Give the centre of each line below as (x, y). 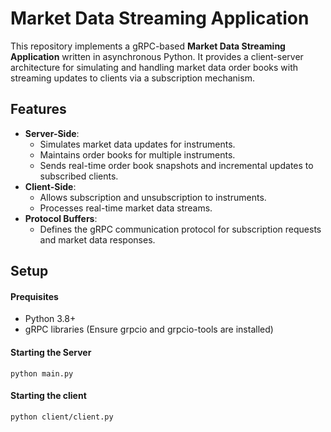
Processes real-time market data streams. (126, 208)
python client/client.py (62, 417)
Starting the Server (51, 352)
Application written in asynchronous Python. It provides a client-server (157, 56)
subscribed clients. (79, 176)
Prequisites (34, 296)
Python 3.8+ (50, 319)
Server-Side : (52, 133)
